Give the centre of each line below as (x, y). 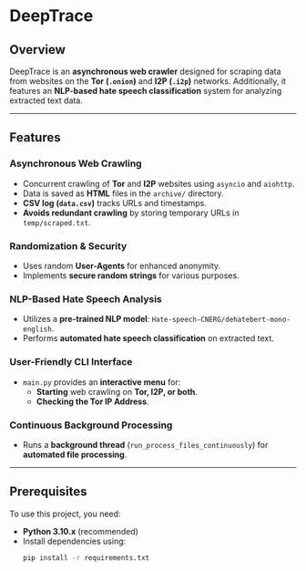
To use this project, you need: (65, 514)
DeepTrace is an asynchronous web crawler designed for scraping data (145, 71)
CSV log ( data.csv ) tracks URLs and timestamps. (114, 202)
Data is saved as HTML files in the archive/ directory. (123, 193)
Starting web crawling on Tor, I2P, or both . (117, 391)
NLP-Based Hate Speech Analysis (86, 299)
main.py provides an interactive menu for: (102, 382)
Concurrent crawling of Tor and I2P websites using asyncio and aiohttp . (158, 183)
